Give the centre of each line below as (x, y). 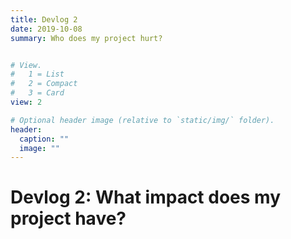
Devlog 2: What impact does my (146, 197)
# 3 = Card (37, 93)
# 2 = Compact (44, 84)
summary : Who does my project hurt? (86, 38)
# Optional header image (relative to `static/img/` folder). (142, 120)
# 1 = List (37, 74)
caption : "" (44, 139)
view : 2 (26, 102)
